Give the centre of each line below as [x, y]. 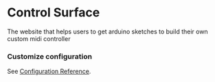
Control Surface [54, 13]
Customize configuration [50, 56]
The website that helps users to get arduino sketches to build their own [107, 31]
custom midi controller [39, 38]
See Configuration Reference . [49, 71]
